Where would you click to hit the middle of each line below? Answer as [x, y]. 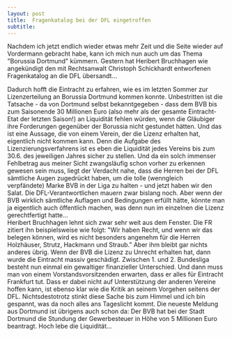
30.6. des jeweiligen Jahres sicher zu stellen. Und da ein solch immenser [111, 156]
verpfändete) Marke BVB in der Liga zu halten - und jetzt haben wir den [110, 186]
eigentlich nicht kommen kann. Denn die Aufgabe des [84, 141]
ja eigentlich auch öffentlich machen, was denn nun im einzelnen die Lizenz [116, 208]
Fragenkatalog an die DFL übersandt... [62, 76]
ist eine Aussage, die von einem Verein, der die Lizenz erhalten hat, [104, 134]
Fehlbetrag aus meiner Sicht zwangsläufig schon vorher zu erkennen [106, 164]
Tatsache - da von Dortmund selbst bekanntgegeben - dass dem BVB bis [112, 104]
